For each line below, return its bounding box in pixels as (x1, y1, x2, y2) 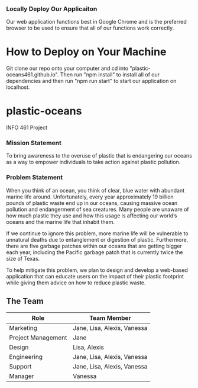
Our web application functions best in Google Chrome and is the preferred (6, 18, 187, 25)
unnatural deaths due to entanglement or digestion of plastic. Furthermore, (6, 236, 189, 243)
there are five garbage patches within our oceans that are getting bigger (6, 242, 182, 249)
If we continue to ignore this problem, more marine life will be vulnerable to (6, 230, 189, 237)
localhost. (6, 84, 30, 91)
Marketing (9, 323, 37, 332)
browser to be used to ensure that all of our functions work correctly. (6, 24, 174, 31)
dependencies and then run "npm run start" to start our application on (6, 78, 177, 85)
